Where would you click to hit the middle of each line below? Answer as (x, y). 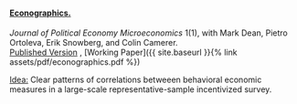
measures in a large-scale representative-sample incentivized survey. (141, 89)
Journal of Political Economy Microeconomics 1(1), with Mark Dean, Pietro (148, 33)
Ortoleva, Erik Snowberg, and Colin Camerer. (94, 43)
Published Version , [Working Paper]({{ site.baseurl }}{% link (123, 52)
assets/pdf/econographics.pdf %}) (75, 62)
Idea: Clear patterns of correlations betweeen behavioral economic (136, 80)
